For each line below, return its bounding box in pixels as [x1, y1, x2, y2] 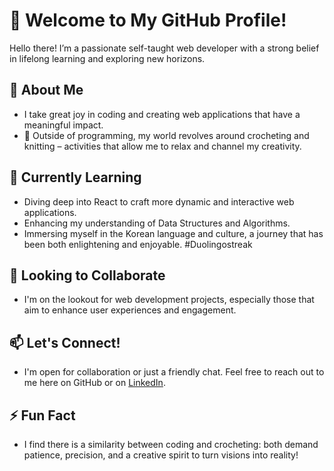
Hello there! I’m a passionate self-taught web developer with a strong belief [9, 42, 320, 54]
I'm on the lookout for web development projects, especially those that [23, 294, 315, 306]
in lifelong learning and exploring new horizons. [9, 52, 206, 64]
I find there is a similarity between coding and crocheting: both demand [23, 439, 319, 450]
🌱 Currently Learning [9, 169, 142, 186]
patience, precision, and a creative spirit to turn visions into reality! [23, 449, 299, 461]
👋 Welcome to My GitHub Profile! [9, 9, 287, 32]
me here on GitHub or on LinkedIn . [23, 377, 166, 389]
